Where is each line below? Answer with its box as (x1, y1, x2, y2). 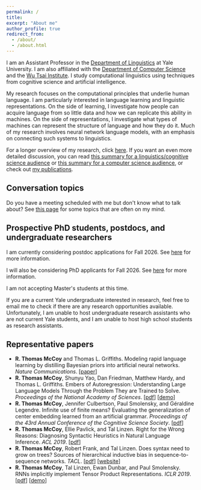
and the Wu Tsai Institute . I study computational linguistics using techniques (6, 72, 195, 79)
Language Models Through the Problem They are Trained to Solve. (14, 387, 181, 395)
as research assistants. (6, 322, 64, 329)
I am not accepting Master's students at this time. (6, 284, 129, 292)
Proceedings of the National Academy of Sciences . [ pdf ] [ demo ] (14, 394, 176, 401)
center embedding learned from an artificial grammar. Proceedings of (14, 413, 188, 420)
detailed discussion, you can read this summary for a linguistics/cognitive (6, 152, 188, 160)
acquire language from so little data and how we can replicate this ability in (6, 109, 192, 116)
